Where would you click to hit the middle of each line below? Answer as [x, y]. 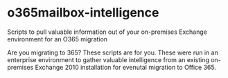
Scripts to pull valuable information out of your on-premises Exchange [107, 32]
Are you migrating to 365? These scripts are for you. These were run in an [113, 52]
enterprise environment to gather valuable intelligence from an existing [108, 59]
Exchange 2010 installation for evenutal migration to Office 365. [126, 67]
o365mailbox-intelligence [83, 13]
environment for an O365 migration [58, 39]
